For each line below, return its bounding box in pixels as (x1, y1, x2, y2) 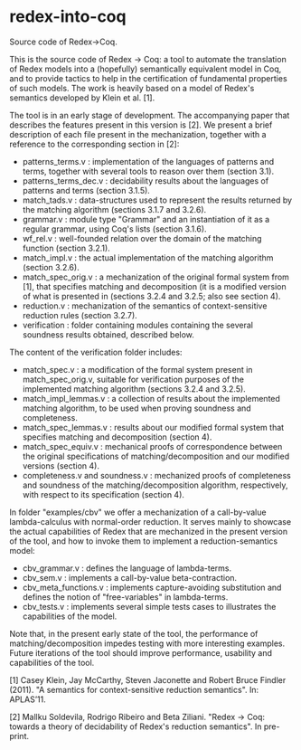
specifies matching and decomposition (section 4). (22, 432, 212, 442)
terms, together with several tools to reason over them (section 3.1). (22, 166, 274, 176)
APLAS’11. (9, 694, 47, 705)
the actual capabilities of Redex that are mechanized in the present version (9, 526, 287, 536)
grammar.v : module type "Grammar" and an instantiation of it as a (22, 214, 270, 224)
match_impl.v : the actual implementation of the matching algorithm (22, 252, 274, 263)
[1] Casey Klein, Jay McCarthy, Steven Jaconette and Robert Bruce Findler (9, 674, 287, 685)
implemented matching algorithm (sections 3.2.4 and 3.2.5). (22, 383, 246, 394)
